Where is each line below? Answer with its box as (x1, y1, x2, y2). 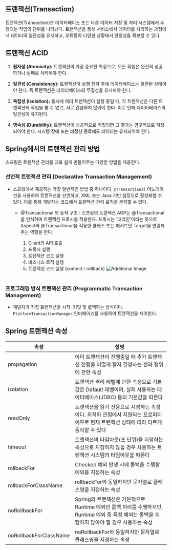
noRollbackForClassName (8, 532, 70, 539)
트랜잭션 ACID (5, 49, 49, 57)
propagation (8, 361, 37, 368)
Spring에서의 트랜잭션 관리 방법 (5, 145, 100, 153)
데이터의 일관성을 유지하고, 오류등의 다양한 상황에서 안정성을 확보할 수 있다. (10, 32, 161, 38)
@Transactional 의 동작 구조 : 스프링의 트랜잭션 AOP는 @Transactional (20, 209, 165, 215)
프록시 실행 (28, 246, 50, 252)
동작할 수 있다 (75, 426, 106, 434)
